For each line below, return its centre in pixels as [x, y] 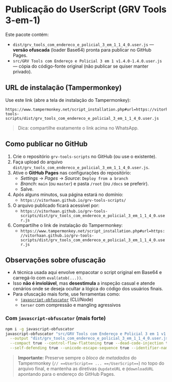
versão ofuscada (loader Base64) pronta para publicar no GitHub [82, 50]
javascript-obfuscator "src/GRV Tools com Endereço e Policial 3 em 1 [82, 334]
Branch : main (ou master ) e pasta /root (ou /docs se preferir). [85, 183]
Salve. [27, 189]
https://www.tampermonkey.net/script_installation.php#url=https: [93, 231]
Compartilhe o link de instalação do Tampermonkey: [68, 225]
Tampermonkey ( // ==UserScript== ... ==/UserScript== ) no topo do [91, 363]
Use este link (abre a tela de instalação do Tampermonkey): [68, 100]
